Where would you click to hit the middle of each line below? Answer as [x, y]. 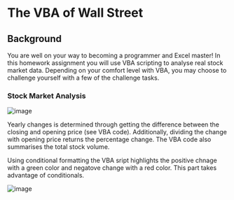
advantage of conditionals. [46, 176]
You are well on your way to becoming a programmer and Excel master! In [114, 55]
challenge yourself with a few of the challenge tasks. [83, 78]
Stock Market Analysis [47, 96]
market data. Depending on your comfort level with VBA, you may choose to [117, 70]
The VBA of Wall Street [75, 13]
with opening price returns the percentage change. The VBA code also [109, 140]
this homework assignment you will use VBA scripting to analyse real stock [115, 63]
